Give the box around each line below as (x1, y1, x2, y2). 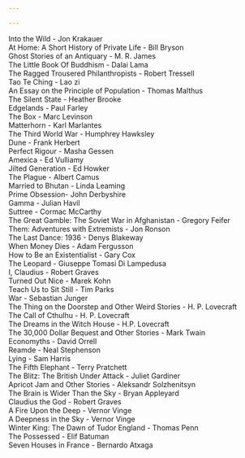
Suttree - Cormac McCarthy (8, 207, 102, 216)
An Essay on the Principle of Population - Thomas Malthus (8, 85, 204, 95)
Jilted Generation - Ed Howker (8, 164, 110, 173)
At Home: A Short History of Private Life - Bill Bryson (8, 42, 184, 52)
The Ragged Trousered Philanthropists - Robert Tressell (8, 68, 195, 78)
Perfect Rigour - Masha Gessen (8, 146, 114, 155)
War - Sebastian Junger (8, 293, 88, 303)
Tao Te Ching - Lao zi (8, 76, 80, 86)
